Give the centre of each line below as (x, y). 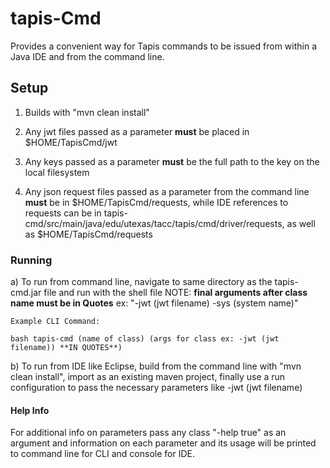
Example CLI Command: (55, 322)
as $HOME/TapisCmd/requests (88, 234)
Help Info (30, 410)
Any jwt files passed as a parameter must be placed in (137, 131)
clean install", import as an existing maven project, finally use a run (148, 377)
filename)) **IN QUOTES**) (66, 348)
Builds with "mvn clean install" (87, 112)
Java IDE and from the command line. (87, 56)
